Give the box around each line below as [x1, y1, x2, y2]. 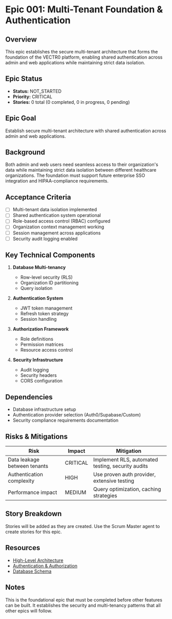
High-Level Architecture [12, 557, 63, 563]
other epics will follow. [5, 608, 53, 614]
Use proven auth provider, [93, 471, 156, 478]
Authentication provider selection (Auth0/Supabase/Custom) [12, 412, 141, 418]
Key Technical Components [5, 251, 96, 260]
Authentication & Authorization [12, 562, 78, 569]
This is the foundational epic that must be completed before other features [5, 596, 163, 603]
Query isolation [20, 285, 53, 292]
